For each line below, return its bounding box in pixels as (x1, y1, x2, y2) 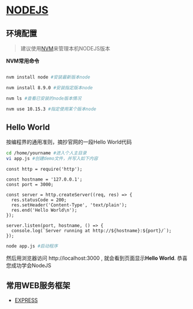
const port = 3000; (6, 182, 54, 188)
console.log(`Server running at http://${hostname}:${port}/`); (11, 228, 172, 234)
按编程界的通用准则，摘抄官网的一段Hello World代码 (6, 138, 132, 145)
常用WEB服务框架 (6, 281, 70, 291)
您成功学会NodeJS (6, 262, 52, 269)
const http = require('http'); (6, 167, 83, 172)
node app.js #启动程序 (6, 243, 58, 249)
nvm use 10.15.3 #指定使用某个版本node (6, 106, 97, 112)
